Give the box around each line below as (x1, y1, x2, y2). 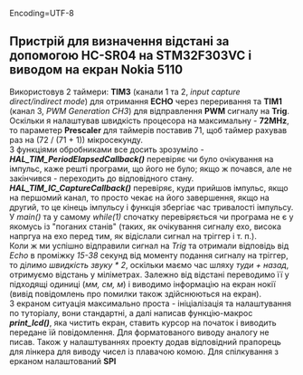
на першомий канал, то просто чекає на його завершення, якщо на (9, 192, 270, 203)
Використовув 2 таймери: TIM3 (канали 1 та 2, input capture (9, 86, 241, 97)
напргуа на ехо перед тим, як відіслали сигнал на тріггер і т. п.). (9, 230, 258, 241)
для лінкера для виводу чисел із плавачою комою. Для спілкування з (9, 346, 279, 357)
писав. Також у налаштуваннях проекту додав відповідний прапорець (9, 336, 282, 347)
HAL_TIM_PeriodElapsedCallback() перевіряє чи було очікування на (9, 153, 274, 164)
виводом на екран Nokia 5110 (9, 62, 184, 78)
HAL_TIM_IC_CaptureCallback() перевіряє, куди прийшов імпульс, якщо (9, 182, 289, 193)
